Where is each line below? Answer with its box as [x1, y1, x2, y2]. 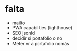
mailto [12, 20, 25, 25]
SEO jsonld [12, 30, 35, 36]
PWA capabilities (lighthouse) [12, 25, 73, 30]
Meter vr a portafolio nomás [12, 40, 69, 46]
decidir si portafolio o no [12, 35, 63, 41]
